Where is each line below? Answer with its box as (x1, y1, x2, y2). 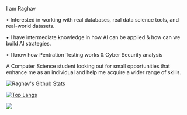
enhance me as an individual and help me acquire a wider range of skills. (6, 69, 181, 75)
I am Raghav (6, 5, 36, 12)
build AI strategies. (6, 40, 51, 47)
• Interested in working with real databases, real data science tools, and (6, 16, 179, 23)
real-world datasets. (6, 23, 55, 29)
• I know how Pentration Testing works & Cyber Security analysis (6, 51, 163, 58)
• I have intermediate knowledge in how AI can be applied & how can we (6, 34, 181, 40)
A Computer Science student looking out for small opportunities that (6, 62, 171, 69)
